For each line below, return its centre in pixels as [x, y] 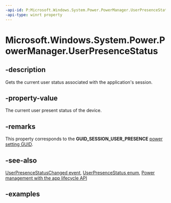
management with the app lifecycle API [46, 178]
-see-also [21, 160]
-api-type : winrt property [34, 15]
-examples [23, 194]
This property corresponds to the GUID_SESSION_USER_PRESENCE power [84, 139]
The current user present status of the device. [53, 110]
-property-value [32, 98]
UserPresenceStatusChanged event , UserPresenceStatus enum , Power [80, 172]
